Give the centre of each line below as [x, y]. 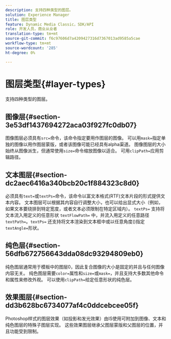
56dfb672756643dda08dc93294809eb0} [75, 254]
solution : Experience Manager [38, 15]
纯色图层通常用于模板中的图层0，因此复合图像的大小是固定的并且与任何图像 [85, 267]
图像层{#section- [33, 117]
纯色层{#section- [33, 246]
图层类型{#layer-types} [56, 84]
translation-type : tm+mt [32, 34]
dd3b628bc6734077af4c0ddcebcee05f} [72, 306]
